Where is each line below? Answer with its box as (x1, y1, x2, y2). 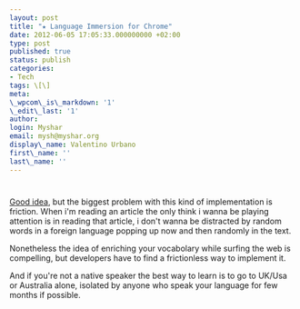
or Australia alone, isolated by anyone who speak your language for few (9, 279, 278, 291)
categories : (9, 65, 55, 74)
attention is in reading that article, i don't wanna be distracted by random (9, 215, 282, 226)
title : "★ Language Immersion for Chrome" (9, 22, 173, 31)
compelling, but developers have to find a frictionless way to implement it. (9, 252, 286, 264)
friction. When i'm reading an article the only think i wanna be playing (9, 205, 270, 216)
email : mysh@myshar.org (9, 132, 100, 141)
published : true (9, 47, 71, 56)
